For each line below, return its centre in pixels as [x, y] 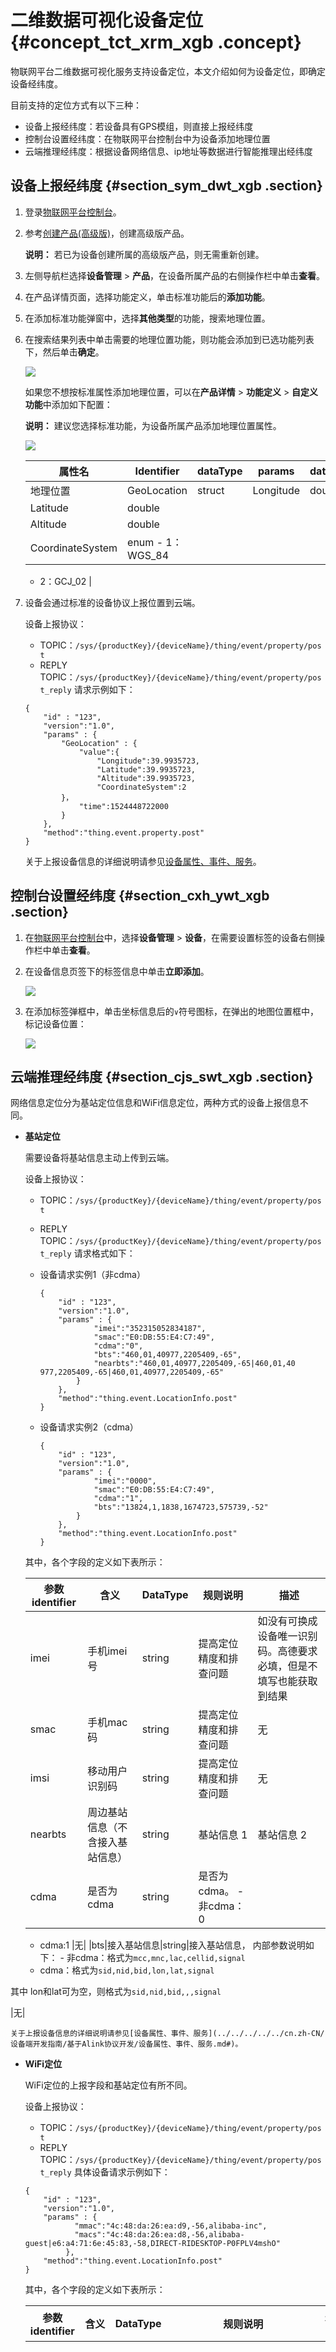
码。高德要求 [287, 1651]
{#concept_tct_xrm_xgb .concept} [156, 42]
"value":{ [99, 752]
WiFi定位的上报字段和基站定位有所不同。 [108, 2085]
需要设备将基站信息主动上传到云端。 [99, 1158]
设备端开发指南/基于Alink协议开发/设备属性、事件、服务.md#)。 [126, 2044]
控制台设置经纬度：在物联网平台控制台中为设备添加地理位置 [147, 138]
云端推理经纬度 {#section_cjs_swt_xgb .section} [162, 1076]
